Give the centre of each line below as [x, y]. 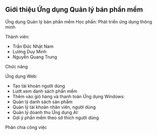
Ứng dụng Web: [21, 76]
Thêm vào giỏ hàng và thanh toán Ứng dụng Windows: [68, 96]
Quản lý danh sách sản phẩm [42, 102]
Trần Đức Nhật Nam [33, 46]
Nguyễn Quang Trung [35, 57]
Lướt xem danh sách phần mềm [45, 91]
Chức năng [17, 66]
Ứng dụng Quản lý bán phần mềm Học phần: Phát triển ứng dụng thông [79, 21]
